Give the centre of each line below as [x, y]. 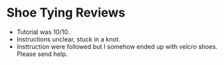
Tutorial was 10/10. [43, 32]
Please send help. [42, 54]
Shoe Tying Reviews [66, 13]
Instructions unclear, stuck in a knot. [68, 39]
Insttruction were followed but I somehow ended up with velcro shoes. [117, 46]
